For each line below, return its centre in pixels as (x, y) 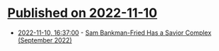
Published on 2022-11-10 (82, 13)
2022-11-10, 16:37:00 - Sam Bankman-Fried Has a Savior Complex (114, 33)
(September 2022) (45, 40)
